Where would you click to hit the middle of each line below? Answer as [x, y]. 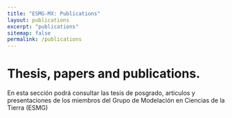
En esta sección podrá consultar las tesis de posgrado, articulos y [101, 93]
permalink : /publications [44, 40]
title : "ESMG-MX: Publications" [54, 14]
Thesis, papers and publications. [104, 74]
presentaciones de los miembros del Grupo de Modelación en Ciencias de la [116, 101]
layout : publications [38, 20]
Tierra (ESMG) [28, 108]
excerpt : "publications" [43, 26]
